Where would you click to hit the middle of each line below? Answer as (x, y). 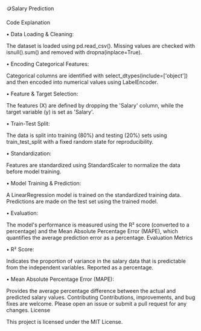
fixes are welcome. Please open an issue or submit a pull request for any (97, 304)
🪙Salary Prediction (30, 8)
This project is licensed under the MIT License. (65, 322)
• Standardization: (29, 153)
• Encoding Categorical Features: (48, 64)
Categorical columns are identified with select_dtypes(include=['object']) (97, 76)
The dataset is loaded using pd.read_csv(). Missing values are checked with (101, 46)
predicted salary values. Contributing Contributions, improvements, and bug (101, 297)
